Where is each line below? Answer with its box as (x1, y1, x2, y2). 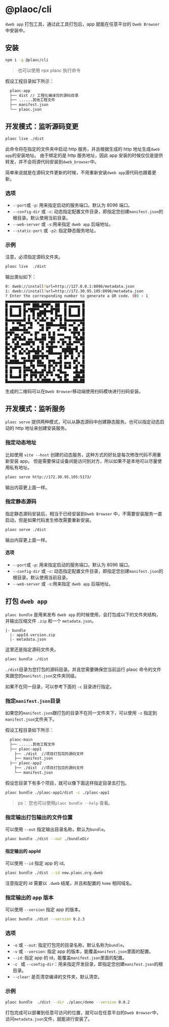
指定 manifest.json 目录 (5, 697, 61, 704)
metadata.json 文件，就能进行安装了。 (14, 1016, 93, 1022)
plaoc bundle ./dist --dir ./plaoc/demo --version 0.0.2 (5, 1000, 130, 1005)
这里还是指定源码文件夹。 (5, 646, 59, 653)
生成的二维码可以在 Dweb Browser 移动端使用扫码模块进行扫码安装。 (5, 388, 143, 394)
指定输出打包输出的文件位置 (5, 813, 73, 820)
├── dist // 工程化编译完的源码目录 (10, 93, 79, 98)
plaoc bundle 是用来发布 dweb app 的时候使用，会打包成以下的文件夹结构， (5, 611, 161, 618)
